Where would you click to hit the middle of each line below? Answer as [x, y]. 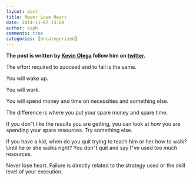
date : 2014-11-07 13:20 [35, 22]
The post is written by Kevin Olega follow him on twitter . [76, 56]
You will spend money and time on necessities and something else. [87, 101]
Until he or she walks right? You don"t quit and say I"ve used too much [92, 148]
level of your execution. [34, 172]
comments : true [25, 33]
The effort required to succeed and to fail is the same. [71, 67]
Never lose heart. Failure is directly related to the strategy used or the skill [96, 165]
